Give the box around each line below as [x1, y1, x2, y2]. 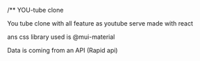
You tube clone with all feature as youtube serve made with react [7, 19, 193, 27]
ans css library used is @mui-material [7, 33, 115, 41]
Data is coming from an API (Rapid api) [7, 46, 118, 54]
